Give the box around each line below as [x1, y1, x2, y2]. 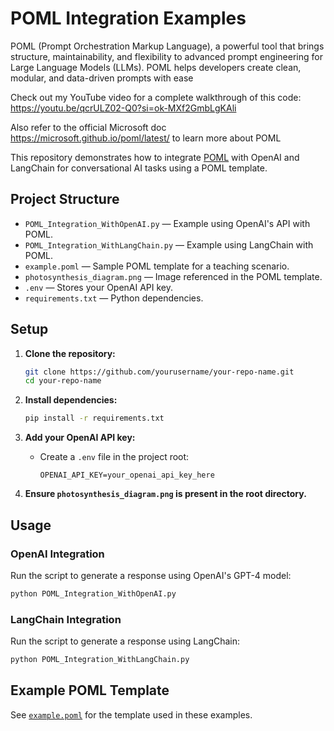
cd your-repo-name [24, 376, 102, 386]
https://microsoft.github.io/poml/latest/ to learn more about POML [10, 132, 282, 144]
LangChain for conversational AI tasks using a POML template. [10, 162, 268, 174]
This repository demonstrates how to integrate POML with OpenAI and [10, 151, 300, 163]
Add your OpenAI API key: [24, 432, 136, 444]
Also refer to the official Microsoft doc [10, 121, 167, 133]
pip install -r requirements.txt [24, 413, 165, 424]
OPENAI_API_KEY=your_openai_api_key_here [39, 470, 215, 481]
